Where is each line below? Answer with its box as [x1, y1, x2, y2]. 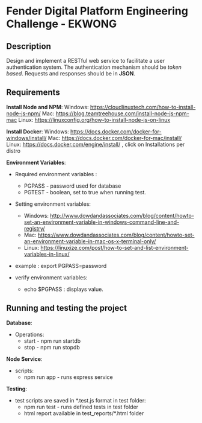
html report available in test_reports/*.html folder [23, 409, 144, 417]
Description [6, 41, 51, 51]
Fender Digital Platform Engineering [6, 4, 188, 18]
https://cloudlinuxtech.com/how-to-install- [90, 103, 196, 110]
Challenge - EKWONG [6, 17, 117, 31]
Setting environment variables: [14, 200, 91, 208]
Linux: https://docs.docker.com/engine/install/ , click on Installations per [6, 141, 185, 148]
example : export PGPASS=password [14, 262, 107, 269]
